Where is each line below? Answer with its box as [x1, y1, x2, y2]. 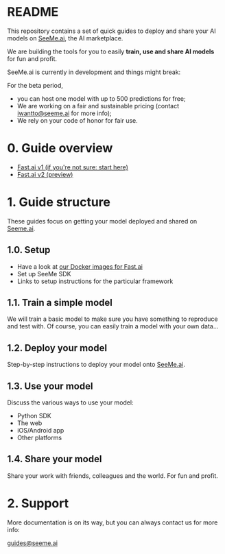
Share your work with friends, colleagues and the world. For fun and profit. [7, 471, 218, 480]
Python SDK [16, 412, 51, 420]
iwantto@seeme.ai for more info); [16, 109, 112, 117]
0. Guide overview [7, 141, 113, 156]
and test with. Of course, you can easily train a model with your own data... [7, 322, 219, 330]
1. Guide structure [7, 195, 111, 210]
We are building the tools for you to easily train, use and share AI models [7, 47, 215, 56]
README [7, 4, 59, 20]
